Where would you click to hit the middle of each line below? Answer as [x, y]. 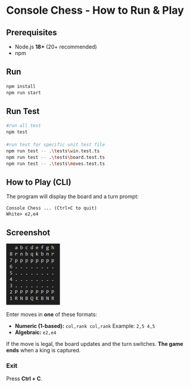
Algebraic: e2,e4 [35, 333]
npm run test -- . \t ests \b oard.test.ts [56, 157]
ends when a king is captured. [43, 351]
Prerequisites [32, 33]
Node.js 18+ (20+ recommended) [56, 47]
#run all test [24, 126]
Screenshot [28, 233]
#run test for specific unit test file [56, 145]
